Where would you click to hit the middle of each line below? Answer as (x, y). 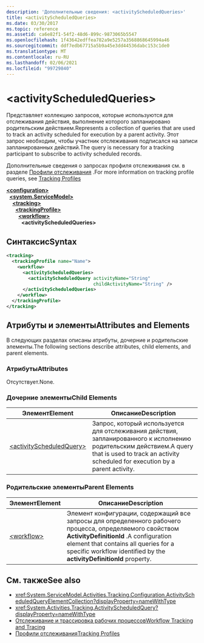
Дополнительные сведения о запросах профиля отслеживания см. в (96, 166)
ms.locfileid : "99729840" (39, 68)
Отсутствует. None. (30, 382)
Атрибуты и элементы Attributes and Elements (98, 325)
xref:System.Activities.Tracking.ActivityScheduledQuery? (87, 608)
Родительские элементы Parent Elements (70, 488)
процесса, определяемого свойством (123, 528)
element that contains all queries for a (120, 543)
